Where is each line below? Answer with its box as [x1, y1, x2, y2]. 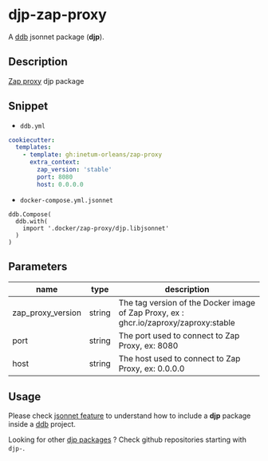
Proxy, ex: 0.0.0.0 [118, 363, 185, 374]
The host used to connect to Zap [118, 353, 241, 364]
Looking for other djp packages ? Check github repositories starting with [8, 435, 247, 444]
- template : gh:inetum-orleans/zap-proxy [22, 151, 162, 159]
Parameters [8, 260, 68, 274]
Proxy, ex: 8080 [118, 340, 179, 351]
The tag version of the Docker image [118, 297, 256, 308]
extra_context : [29, 158, 81, 167]
